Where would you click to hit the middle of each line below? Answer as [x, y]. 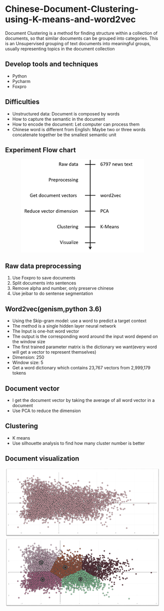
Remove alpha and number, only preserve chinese [63, 288]
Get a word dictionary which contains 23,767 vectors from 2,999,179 [81, 368]
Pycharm [21, 81]
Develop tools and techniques [52, 64]
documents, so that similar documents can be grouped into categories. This [82, 38]
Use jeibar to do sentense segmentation [53, 294]
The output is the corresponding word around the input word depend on [85, 336]
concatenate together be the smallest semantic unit [64, 135]
